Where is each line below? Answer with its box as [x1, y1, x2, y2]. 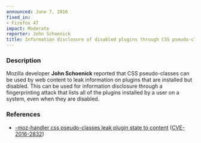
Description [6, 56, 41, 65]
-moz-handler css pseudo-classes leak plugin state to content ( [14, 124, 172, 131]
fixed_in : [6, 14, 31, 20]
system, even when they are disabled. [6, 95, 100, 102]
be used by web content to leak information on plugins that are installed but [6, 76, 193, 84]
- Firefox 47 [6, 20, 39, 26]
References [6, 110, 41, 118]
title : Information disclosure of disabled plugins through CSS [6, 36, 170, 42]
